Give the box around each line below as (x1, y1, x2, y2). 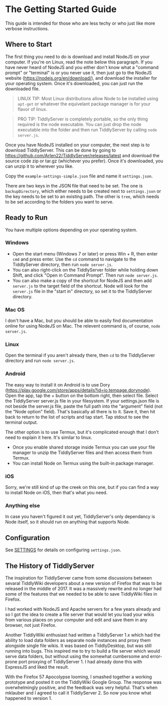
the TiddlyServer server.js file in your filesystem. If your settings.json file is (5, 398, 159, 404)
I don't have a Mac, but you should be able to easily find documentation (5, 317, 153, 324)
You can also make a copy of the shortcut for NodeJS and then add (12, 277, 152, 283)
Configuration (5, 533, 50, 542)
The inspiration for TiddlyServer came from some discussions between (5, 574, 152, 581)
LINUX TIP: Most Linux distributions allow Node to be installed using (17, 95, 158, 101)
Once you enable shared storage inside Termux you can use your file (12, 444, 155, 450)
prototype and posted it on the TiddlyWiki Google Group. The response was (5, 679, 162, 685)
